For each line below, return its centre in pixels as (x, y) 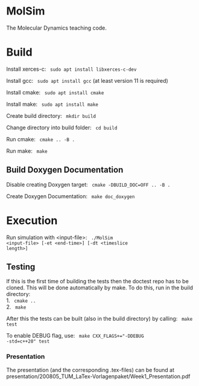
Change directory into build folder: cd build (62, 127)
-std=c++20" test (28, 342)
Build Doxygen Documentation (65, 170)
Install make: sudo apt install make (52, 104)
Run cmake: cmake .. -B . (41, 139)
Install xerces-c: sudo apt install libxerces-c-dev (71, 69)
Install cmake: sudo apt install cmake (55, 92)
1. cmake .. (21, 301)
